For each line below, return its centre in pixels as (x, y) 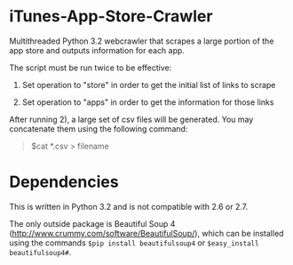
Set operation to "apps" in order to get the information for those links (148, 102)
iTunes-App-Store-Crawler (111, 16)
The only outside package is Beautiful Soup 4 (92, 223)
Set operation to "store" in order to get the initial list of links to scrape (149, 84)
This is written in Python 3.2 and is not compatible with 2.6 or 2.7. (129, 206)
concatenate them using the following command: (99, 128)
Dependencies (64, 182)
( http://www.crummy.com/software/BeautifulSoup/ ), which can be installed (146, 233)
